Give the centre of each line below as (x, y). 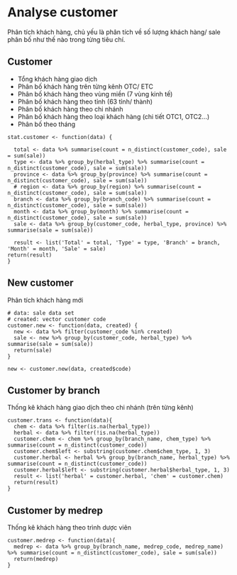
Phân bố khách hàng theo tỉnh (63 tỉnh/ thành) (85, 101)
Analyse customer (63, 12)
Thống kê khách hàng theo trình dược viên (69, 527)
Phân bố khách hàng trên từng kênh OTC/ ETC (86, 86)
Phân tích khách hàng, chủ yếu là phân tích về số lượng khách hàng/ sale (114, 32)
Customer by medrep (55, 510)
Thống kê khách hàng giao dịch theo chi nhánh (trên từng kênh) (100, 408)
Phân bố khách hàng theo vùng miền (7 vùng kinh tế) (95, 94)
